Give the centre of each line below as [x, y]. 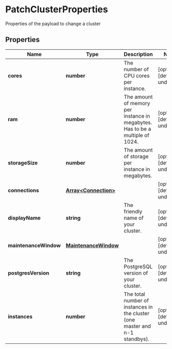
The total [134, 294]
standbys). [136, 339]
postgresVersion [29, 273]
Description [138, 54]
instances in [138, 307]
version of [136, 273]
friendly [133, 211]
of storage [136, 156]
